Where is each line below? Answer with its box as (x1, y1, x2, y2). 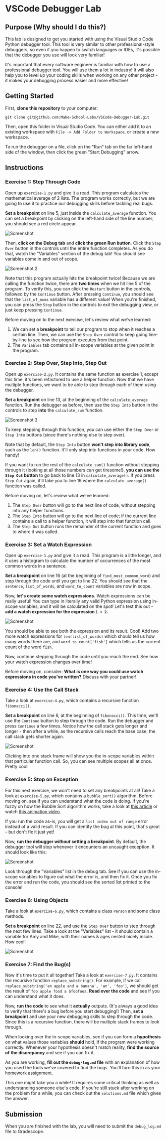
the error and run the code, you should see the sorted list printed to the (5, 879, 151, 885)
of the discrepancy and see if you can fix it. (5, 1050, 95, 1056)
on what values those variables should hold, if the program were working (5, 1039, 155, 1045)
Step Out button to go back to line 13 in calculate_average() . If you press (5, 472, 155, 478)
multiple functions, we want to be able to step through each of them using (5, 382, 156, 388)
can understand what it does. (5, 994, 65, 999)
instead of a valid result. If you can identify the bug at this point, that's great (5, 823, 160, 830)
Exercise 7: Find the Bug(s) (5, 961, 71, 968)
